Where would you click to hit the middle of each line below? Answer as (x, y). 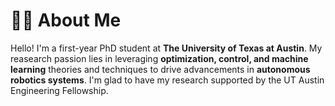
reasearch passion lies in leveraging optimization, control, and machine (159, 58)
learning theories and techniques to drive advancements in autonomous (160, 69)
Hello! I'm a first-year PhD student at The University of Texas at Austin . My (166, 48)
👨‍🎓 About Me (66, 20)
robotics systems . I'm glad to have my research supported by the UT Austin (167, 80)
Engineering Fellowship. (59, 90)
